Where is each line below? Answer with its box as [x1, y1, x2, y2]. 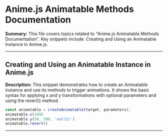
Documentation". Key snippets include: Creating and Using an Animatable [5, 36, 156, 42]
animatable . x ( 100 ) [5, 111, 43, 117]
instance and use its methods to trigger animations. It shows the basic [5, 86, 149, 93]
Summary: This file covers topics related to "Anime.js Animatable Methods [5, 30, 159, 36]
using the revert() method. [5, 97, 59, 103]
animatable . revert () [5, 121, 48, 126]
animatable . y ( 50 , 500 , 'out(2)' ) [5, 116, 75, 121]
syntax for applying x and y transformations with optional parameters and [5, 92, 156, 98]
